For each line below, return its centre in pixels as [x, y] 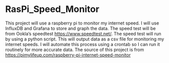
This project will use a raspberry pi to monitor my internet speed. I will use [82, 23]
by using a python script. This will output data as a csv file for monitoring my [85, 39]
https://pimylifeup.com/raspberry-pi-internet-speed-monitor [68, 55]
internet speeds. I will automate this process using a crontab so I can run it [83, 44]
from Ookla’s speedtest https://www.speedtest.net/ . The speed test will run [83, 33]
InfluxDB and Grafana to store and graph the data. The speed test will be [81, 28]
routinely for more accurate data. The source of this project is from [75, 49]
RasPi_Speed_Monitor [52, 9]
